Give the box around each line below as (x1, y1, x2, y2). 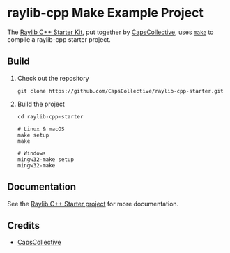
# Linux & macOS (17, 125, 65, 132)
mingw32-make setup (17, 155, 75, 163)
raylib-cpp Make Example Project (7, 5, 204, 21)
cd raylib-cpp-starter (17, 113, 84, 120)
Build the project (17, 100, 65, 108)
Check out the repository (17, 74, 89, 82)
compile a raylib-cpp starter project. (7, 35, 112, 43)
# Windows (17, 150, 47, 157)
